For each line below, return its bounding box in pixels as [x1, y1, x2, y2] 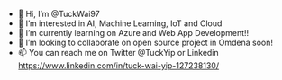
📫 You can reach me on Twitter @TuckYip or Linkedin [17, 48, 219, 58]
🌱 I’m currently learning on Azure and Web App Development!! [17, 28, 250, 38]
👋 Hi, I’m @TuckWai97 [17, 9, 101, 19]
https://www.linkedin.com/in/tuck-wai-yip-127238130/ [17, 60, 219, 71]
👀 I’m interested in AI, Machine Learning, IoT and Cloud [17, 18, 223, 29]
